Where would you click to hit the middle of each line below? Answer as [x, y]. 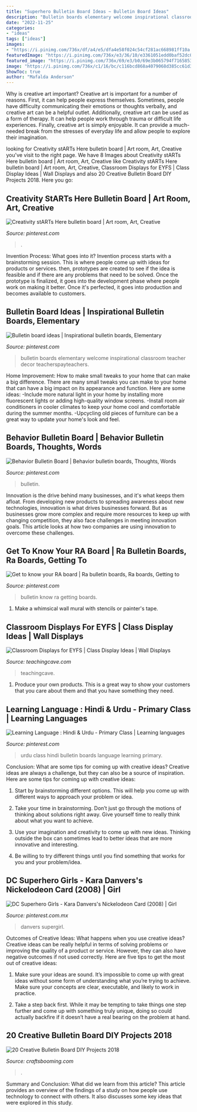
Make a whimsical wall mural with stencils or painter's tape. [86, 609]
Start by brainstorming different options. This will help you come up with [102, 790]
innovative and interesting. [47, 844]
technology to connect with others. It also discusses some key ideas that [94, 1096]
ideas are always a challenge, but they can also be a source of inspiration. [95, 773]
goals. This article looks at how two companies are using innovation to [91, 526]
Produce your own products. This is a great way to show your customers [102, 684]
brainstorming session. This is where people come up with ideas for [88, 262]
